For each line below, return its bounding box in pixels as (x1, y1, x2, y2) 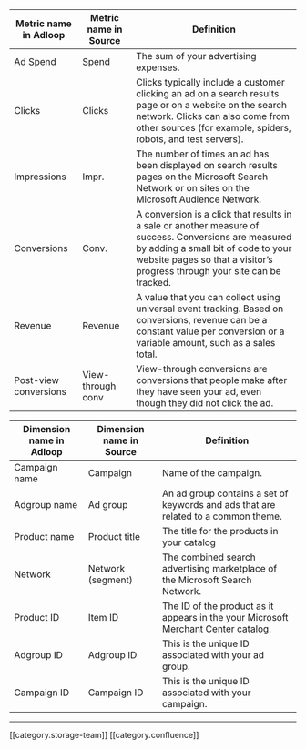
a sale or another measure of (136, 219, 260, 231)
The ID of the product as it (162, 600, 274, 612)
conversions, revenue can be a (136, 314, 268, 326)
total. (136, 348, 158, 360)
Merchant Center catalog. (162, 622, 271, 635)
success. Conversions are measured (136, 231, 292, 243)
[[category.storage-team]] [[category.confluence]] (9, 730, 199, 740)
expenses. (136, 61, 180, 74)
